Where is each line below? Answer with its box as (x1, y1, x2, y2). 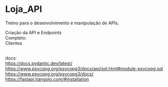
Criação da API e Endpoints (5, 29, 62, 35)
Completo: (5, 35, 27, 41)
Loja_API (5, 3, 43, 15)
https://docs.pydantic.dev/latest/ (5, 60, 73, 66)
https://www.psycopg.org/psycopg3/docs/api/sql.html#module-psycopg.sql (5, 66, 163, 72)
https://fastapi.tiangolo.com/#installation (5, 76, 89, 82)
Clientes (5, 40, 23, 46)
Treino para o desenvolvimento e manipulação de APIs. (5, 20, 119, 26)
